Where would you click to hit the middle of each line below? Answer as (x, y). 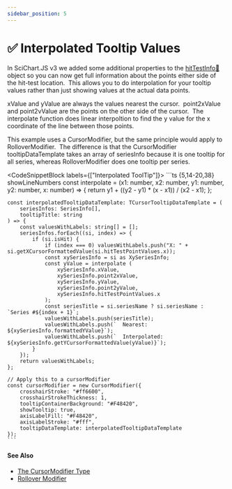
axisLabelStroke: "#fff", (57, 422)
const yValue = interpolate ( (88, 263)
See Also (20, 456)
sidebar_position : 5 (37, 14)
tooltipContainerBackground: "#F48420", (79, 404)
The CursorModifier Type (54, 471)
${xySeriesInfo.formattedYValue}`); (60, 331)
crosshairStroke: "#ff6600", (62, 391)
